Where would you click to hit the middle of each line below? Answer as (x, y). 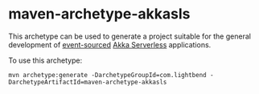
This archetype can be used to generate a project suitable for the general (130, 36)
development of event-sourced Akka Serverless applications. (110, 44)
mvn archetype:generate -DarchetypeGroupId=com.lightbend (107, 75)
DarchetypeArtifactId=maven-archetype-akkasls (88, 82)
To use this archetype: (45, 60)
